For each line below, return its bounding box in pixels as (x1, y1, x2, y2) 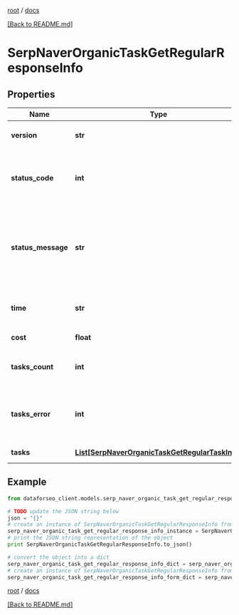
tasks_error (11, 409, 51, 419)
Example (7, 476, 47, 488)
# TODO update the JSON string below (7, 507, 119, 515)
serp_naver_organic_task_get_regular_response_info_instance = (7, 527, 199, 535)
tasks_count (11, 362, 54, 371)
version (11, 130, 38, 140)
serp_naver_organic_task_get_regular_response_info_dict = (7, 560, 186, 567)
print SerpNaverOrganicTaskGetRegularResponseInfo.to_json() (7, 541, 193, 548)
